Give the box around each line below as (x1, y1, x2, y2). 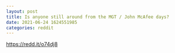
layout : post (6, 8, 38, 15)
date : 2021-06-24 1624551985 (6, 19, 78, 25)
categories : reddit (6, 24, 54, 31)
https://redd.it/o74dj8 (6, 41, 58, 48)
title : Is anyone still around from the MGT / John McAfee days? (6, 14, 169, 20)
